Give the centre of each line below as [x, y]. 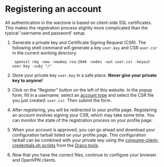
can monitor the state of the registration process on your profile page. [82, 120]
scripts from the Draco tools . [71, 145]
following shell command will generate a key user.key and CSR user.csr [85, 48]
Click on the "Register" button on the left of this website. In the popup [82, 90]
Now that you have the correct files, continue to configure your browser [84, 155]
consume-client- [142, 140]
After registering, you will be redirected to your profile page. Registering [84, 110]
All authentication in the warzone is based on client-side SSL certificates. [79, 23]
